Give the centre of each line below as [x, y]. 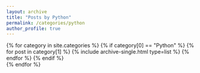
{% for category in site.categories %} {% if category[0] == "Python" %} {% [100, 45]
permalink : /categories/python [46, 23]
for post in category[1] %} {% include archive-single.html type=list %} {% [98, 52]
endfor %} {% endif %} [35, 58]
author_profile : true [34, 28]
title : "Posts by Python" [39, 17]
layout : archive [27, 12]
